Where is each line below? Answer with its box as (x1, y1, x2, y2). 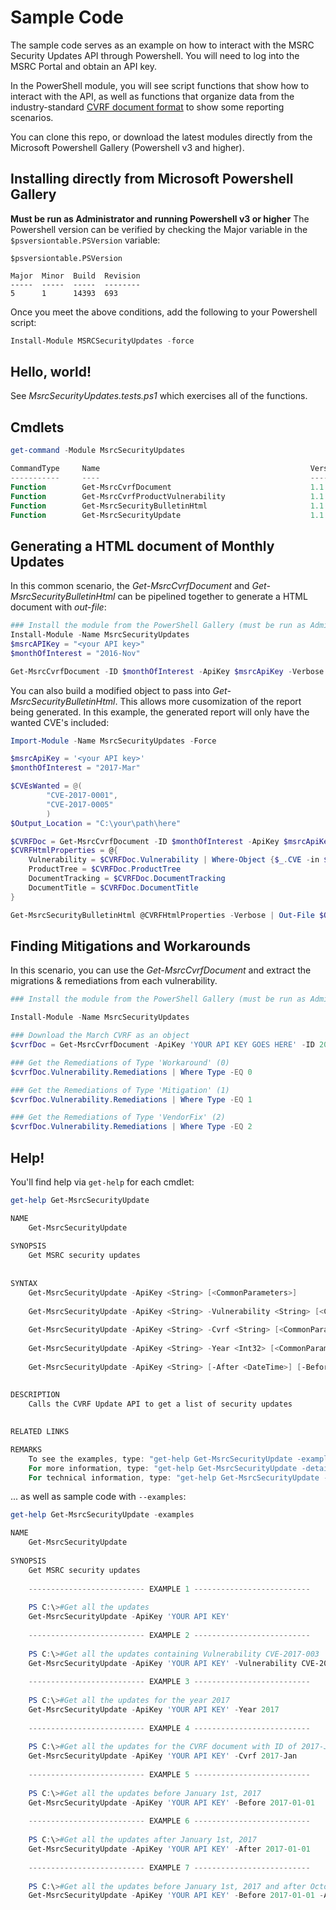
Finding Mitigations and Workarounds (10, 937, 251, 955)
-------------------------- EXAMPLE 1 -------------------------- (28, 1584, 311, 1594)
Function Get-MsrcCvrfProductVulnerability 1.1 (10, 491, 325, 501)
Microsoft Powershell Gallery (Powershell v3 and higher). (10, 141, 245, 153)
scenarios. (10, 111, 54, 123)
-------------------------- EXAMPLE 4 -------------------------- (28, 1723, 311, 1733)
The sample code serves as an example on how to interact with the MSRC (10, 39, 315, 51)
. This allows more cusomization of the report (114, 695, 302, 707)
